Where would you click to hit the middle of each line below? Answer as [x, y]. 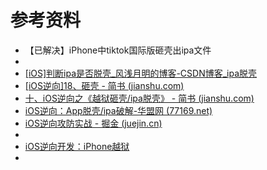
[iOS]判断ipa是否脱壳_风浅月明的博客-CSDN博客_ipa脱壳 [141, 73]
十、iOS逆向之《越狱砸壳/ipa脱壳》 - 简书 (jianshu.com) [139, 98]
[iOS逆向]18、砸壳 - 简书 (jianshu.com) [104, 85]
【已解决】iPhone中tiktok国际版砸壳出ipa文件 [118, 50]
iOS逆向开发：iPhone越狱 [77, 146]
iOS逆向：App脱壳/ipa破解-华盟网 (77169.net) [118, 110]
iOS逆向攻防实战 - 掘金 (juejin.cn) [93, 123]
